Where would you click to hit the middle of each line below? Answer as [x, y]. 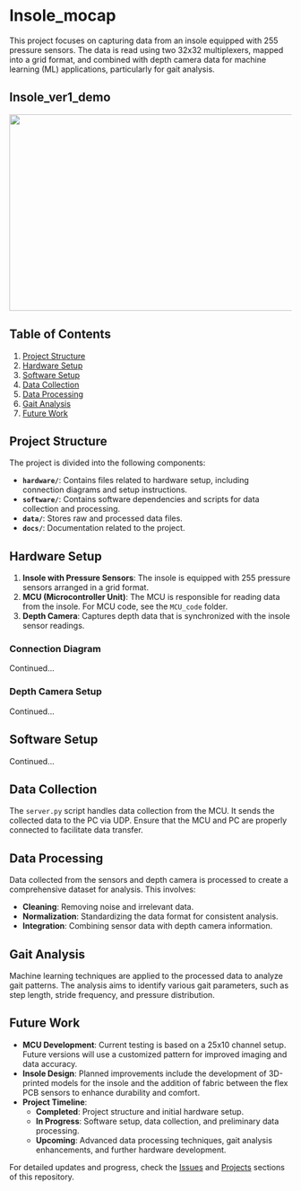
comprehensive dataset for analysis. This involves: [103, 889]
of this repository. [42, 1177]
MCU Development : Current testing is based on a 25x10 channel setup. [154, 1045]
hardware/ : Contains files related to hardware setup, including [135, 481]
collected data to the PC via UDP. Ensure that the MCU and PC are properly [148, 820]
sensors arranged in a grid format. [86, 587]
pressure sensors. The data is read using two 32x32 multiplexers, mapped [146, 49]
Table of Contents [60, 335]
